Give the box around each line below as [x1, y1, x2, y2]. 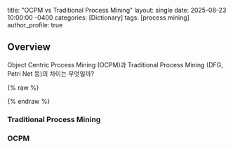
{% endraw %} [7, 97, 51, 105]
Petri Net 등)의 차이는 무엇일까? [7, 69, 95, 78]
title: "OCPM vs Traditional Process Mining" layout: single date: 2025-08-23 [7, 6, 227, 14]
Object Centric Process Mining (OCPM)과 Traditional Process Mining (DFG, [7, 60, 223, 69]
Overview [7, 41, 51, 53]
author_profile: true [7, 21, 63, 29]
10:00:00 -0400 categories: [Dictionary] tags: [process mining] [7, 13, 189, 22]
